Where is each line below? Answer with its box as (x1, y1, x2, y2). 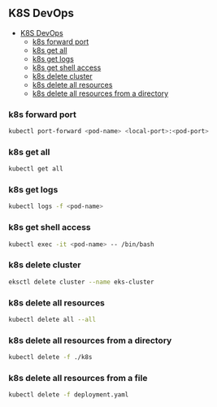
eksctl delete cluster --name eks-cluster (8, 278, 154, 286)
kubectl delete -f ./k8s (8, 353, 93, 362)
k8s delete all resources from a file (8, 372, 148, 383)
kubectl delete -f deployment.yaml (8, 391, 129, 399)
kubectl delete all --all (8, 315, 96, 323)
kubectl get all (8, 165, 63, 173)
